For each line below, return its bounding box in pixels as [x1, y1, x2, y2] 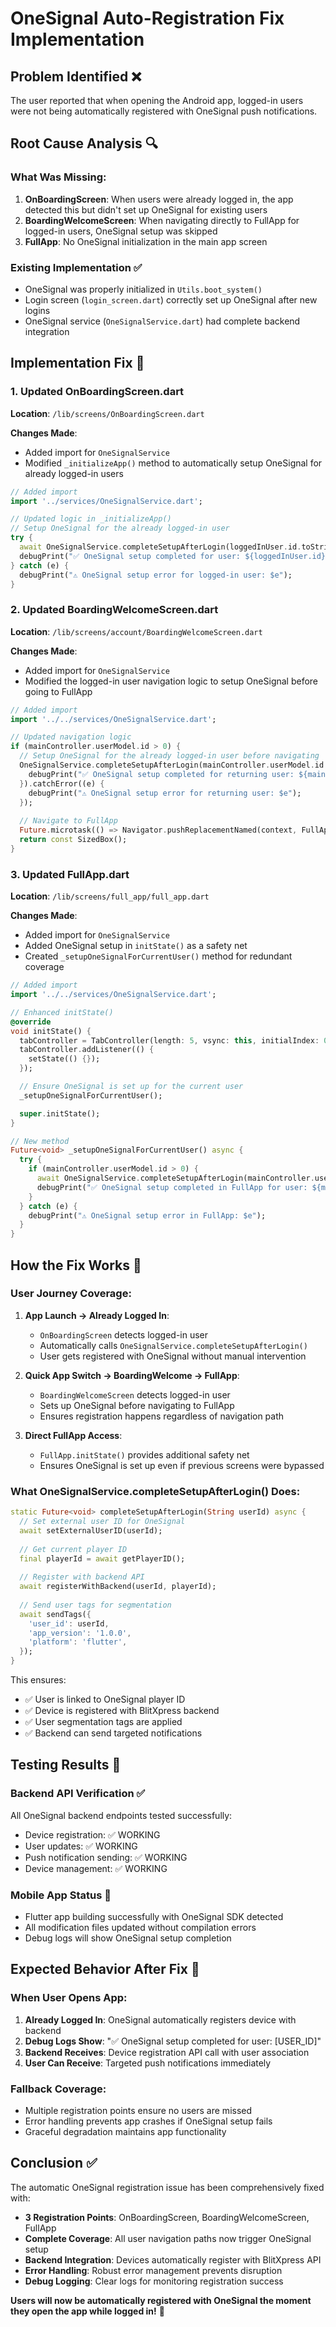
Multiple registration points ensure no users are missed [24, 2104, 253, 2116]
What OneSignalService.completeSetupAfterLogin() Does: [10, 1484, 301, 1498]
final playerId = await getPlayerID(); [19, 1553, 186, 1564]
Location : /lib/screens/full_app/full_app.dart [10, 890, 210, 902]
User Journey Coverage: [10, 1287, 132, 1301]
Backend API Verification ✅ [10, 1787, 146, 1801]
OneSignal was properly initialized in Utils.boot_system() [24, 283, 263, 295]
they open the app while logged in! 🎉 [10, 2305, 165, 2317]
